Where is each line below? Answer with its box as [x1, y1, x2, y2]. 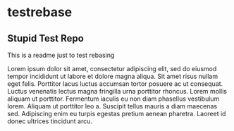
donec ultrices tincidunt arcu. [7, 117, 93, 125]
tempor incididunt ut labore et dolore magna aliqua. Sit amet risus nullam [7, 72, 218, 80]
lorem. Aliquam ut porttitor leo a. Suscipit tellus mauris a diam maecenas [7, 102, 217, 110]
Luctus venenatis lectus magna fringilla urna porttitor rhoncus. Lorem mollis [7, 87, 228, 95]
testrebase [7, 4, 73, 20]
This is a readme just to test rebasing [7, 51, 115, 59]
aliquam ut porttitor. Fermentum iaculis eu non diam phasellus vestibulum [7, 94, 220, 103]
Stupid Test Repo [7, 32, 85, 44]
